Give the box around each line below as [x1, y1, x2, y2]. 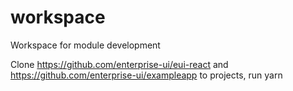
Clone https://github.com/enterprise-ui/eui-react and [10, 58, 229, 70]
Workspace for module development [10, 39, 161, 51]
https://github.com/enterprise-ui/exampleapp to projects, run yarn [10, 69, 283, 81]
